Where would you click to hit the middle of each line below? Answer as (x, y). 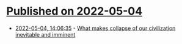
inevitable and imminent (45, 34)
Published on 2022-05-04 (74, 11)
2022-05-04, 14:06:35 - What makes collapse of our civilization (95, 28)
